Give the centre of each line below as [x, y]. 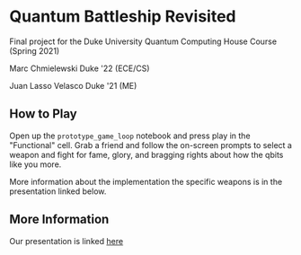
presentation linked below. [58, 191]
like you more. [35, 164]
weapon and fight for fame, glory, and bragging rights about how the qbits [146, 154]
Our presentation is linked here [66, 241]
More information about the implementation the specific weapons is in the [146, 181]
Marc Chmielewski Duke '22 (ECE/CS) [80, 68]
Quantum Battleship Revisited [123, 17]
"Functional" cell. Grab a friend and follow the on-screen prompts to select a [150, 145]
